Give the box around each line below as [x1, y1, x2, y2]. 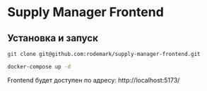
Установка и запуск [7, 32, 99, 44]
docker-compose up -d [7, 63, 71, 70]
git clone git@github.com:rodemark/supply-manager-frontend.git [7, 50, 201, 57]
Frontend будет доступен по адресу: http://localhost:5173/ [7, 76, 180, 84]
